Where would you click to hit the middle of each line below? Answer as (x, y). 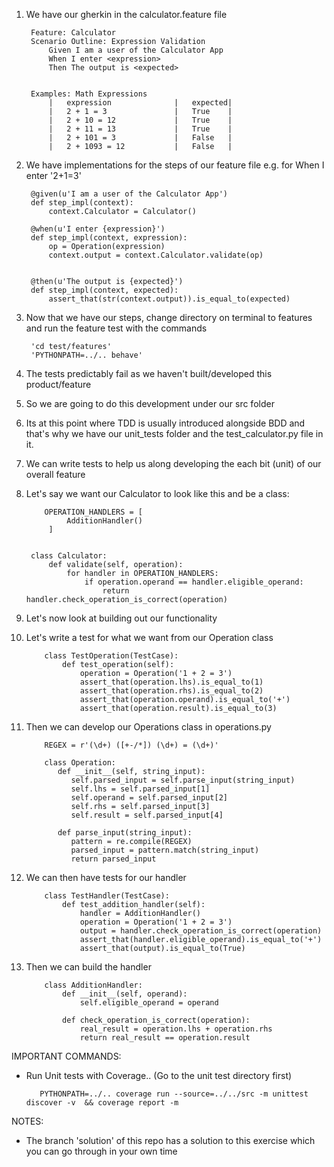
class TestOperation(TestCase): (111, 656)
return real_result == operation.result (165, 1038)
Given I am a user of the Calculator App (136, 50)
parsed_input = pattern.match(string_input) (165, 850)
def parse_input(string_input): (125, 833)
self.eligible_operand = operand (149, 1003)
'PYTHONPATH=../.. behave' (86, 355)
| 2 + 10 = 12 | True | (140, 120)
